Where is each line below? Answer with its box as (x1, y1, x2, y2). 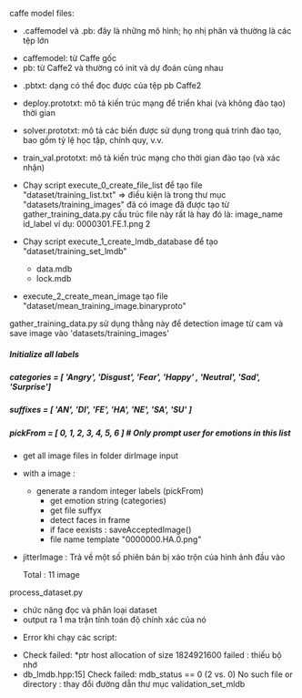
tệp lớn (22, 36, 49, 46)
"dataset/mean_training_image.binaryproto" (22, 301, 186, 311)
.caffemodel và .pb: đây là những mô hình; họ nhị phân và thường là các (22, 26, 292, 36)
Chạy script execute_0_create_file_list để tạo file (22, 180, 203, 190)
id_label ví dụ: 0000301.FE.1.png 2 (22, 219, 151, 229)
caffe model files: (9, 8, 75, 18)
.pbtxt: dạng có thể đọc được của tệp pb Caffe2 (22, 80, 202, 90)
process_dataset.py (9, 587, 84, 598)
